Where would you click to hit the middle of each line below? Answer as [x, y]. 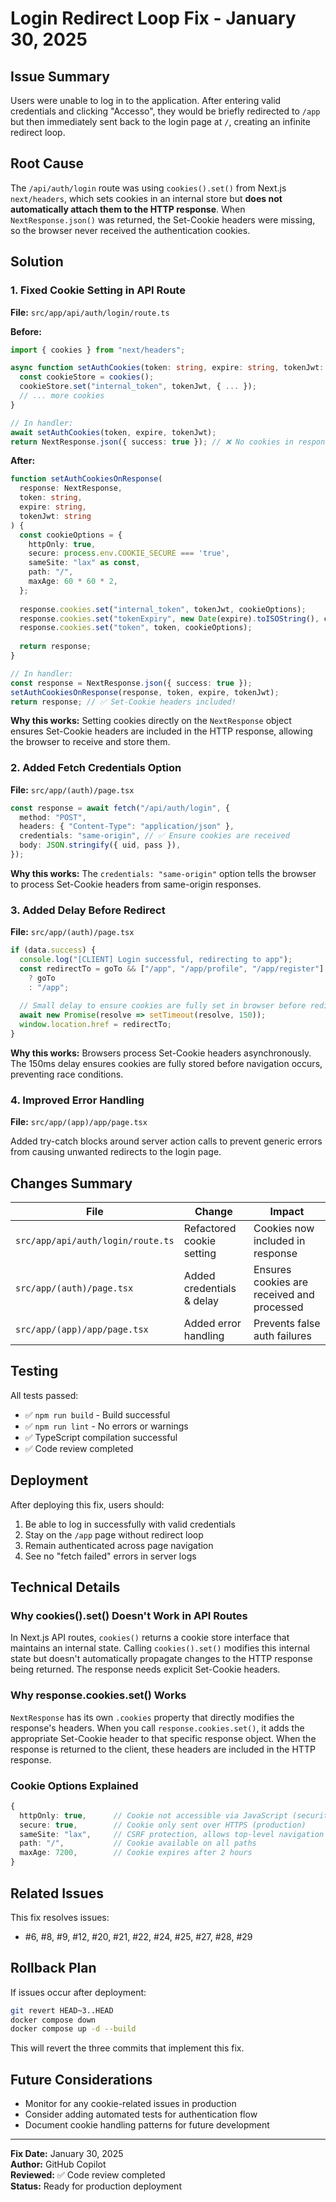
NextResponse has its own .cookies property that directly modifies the [152, 1717]
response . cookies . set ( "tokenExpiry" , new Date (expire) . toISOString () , [169, 618]
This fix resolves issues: [60, 1917]
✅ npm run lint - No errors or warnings [106, 1426]
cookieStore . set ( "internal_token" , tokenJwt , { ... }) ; [138, 387]
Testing [34, 1371]
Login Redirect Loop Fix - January [153, 18]
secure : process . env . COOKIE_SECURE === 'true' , [129, 553]
